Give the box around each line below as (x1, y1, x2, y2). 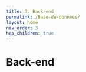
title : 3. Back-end (6, 8, 54, 15)
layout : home (6, 19, 38, 25)
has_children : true (6, 30, 54, 36)
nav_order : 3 (6, 25, 38, 31)
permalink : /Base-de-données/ (6, 14, 81, 20)
